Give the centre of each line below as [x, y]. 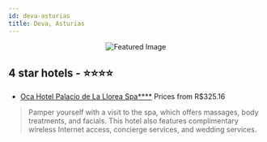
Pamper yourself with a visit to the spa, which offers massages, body [143, 112]
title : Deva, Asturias [47, 24]
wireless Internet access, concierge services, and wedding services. [142, 130]
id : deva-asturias [39, 16]
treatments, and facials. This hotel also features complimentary [133, 121]
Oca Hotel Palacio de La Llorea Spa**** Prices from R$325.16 [123, 97]
